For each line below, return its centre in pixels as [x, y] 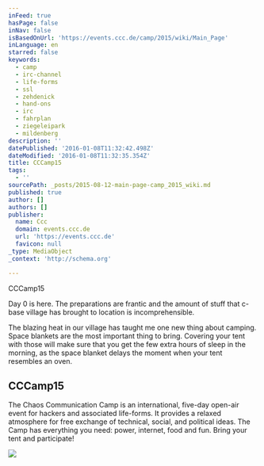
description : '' [35, 141]
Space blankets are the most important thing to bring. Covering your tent [127, 336]
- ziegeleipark [40, 126]
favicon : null [38, 244]
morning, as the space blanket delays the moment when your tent [115, 353]
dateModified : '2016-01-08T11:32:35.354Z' [79, 155]
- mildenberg [37, 133]
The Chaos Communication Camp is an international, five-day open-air [124, 405]
